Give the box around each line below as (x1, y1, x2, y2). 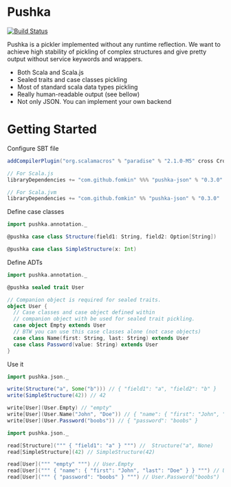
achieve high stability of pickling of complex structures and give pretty (7, 47, 207, 56)
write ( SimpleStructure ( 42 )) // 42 (7, 392, 107, 399)
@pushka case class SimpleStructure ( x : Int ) (7, 246, 137, 252)
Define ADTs (7, 258, 43, 266)
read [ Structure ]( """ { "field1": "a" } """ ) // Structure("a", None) (7, 442, 214, 449)
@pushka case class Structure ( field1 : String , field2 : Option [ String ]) (7, 233, 217, 241)
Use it (7, 360, 24, 368)
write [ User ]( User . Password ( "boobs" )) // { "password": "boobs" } (7, 417, 198, 424)
